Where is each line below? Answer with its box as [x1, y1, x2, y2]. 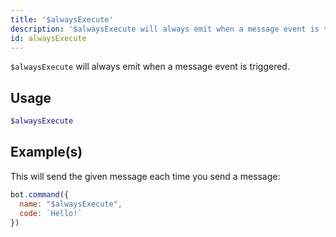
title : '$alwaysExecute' [10, 14, 114, 25]
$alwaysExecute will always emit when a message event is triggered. [10, 61, 290, 73]
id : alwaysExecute [10, 33, 87, 43]
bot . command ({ [10, 189, 70, 200]
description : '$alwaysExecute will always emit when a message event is [10, 24, 320, 34]
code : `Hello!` [19, 208, 83, 218]
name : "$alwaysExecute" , [19, 199, 123, 209]
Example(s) [10, 144, 83, 161]
